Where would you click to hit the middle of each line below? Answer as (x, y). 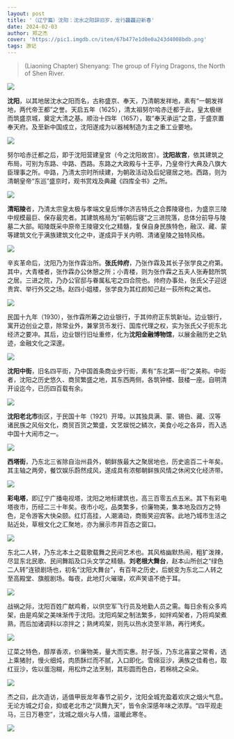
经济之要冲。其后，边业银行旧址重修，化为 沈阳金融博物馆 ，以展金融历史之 (114, 334)
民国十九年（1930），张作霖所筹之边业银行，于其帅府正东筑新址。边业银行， (116, 317)
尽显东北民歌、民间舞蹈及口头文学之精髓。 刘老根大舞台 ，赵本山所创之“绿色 (116, 561)
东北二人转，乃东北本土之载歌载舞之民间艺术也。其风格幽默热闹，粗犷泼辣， (117, 552)
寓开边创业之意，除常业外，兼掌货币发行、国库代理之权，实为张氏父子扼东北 (117, 326)
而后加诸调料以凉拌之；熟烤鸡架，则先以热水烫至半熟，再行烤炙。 (114, 624)
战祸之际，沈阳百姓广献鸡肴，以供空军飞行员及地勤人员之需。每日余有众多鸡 (117, 606)
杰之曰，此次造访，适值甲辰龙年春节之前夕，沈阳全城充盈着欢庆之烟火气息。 (117, 697)
